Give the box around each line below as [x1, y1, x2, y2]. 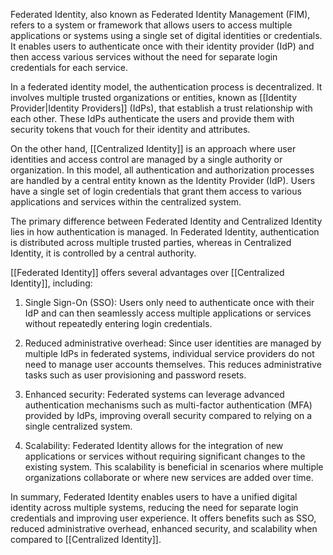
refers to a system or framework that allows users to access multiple [10, 19, 293, 31]
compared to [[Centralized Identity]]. [10, 534, 162, 545]
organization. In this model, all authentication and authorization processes [10, 164, 315, 176]
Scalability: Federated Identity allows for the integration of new [24, 440, 284, 451]
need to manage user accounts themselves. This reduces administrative [24, 359, 322, 370]
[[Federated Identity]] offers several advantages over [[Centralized [10, 267, 285, 278]
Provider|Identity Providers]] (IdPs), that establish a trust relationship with [10, 102, 313, 114]
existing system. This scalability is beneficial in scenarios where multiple [24, 461, 324, 473]
